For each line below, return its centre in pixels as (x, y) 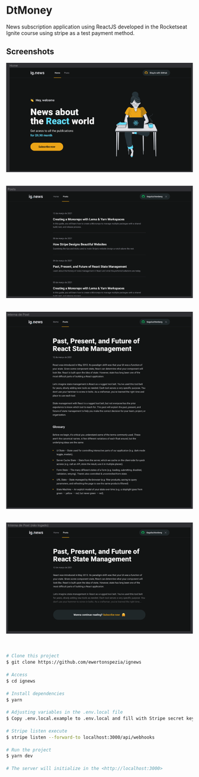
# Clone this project (33, 656)
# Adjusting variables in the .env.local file (65, 712)
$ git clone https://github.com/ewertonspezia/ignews (74, 662)
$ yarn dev (20, 756)
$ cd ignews (21, 681)
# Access (17, 675)
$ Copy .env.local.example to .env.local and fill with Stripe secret (95, 719)
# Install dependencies (36, 693)
